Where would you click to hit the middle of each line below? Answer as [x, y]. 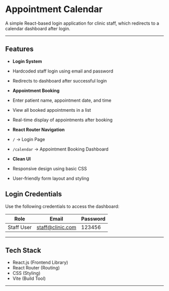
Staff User [20, 227]
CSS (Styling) [26, 273]
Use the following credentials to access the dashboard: [62, 206]
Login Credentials [33, 194]
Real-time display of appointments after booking [62, 120]
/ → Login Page [29, 139]
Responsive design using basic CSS [50, 168]
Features [19, 49]
